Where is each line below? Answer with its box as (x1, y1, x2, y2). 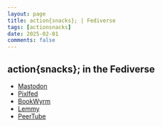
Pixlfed (17, 89, 38, 98)
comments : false (7, 37, 55, 44)
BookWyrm (17, 96, 51, 105)
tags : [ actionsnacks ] (7, 23, 72, 31)
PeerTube (17, 111, 46, 121)
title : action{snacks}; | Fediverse (7, 17, 116, 24)
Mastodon (17, 82, 48, 90)
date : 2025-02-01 (7, 30, 59, 38)
